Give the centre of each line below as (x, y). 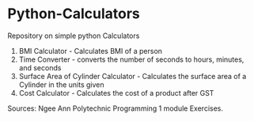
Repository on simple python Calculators (74, 36)
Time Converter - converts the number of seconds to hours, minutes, (131, 59)
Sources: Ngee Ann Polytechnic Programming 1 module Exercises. (115, 108)
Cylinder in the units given (61, 85)
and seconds (40, 67)
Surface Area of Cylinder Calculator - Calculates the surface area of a (133, 76)
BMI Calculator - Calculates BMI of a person (91, 51)
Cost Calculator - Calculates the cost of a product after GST (116, 93)
